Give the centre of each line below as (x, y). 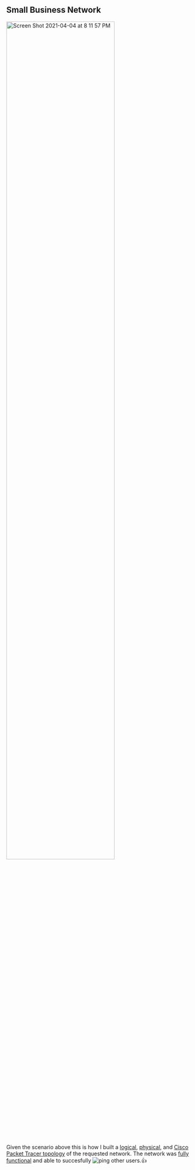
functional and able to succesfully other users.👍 (77, 1160)
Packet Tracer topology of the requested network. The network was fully (97, 1154)
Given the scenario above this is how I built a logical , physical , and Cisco (97, 1147)
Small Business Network (54, 10)
